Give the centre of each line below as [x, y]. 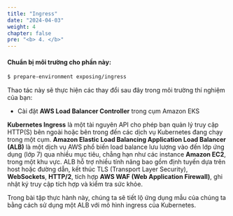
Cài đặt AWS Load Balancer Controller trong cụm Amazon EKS [108, 111]
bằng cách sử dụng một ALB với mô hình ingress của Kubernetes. [102, 205]
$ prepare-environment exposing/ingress [67, 77]
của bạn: [20, 98]
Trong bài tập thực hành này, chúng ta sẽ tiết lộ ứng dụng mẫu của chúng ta [116, 198]
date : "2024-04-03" [36, 20]
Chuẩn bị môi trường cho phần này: [59, 62]
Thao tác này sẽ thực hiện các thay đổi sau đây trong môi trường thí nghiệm [116, 90]
